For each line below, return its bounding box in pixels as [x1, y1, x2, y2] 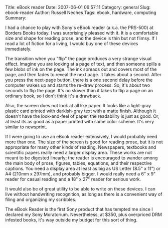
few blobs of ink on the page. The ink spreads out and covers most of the [5, 66, 157, 72]
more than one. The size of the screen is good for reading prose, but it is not [5, 139, 163, 145]
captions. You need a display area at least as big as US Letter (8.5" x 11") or [5, 165, 161, 171]
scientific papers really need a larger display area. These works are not [5, 150, 152, 155]
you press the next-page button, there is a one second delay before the [5, 77, 153, 83]
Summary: [5, 15, 27, 21]
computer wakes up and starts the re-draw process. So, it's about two [5, 82, 150, 88]
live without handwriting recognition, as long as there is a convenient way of [5, 191, 162, 197]
